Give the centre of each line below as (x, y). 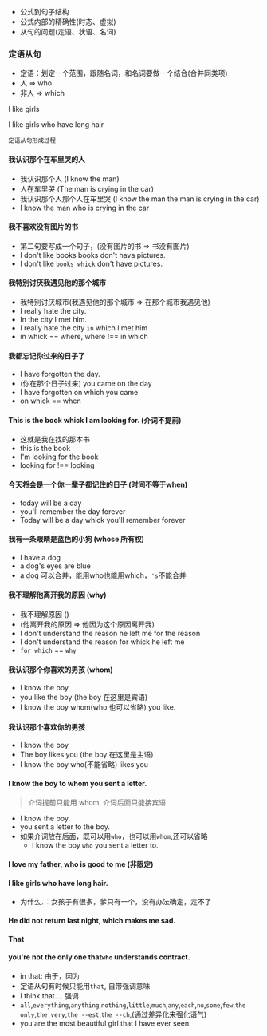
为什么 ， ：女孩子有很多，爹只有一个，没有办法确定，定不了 (116, 902)
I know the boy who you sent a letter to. (95, 845)
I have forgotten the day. (60, 374)
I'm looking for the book (59, 457)
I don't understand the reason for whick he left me (102, 642)
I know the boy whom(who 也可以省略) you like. (98, 707)
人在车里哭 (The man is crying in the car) (86, 188)
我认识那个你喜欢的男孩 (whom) (61, 670)
